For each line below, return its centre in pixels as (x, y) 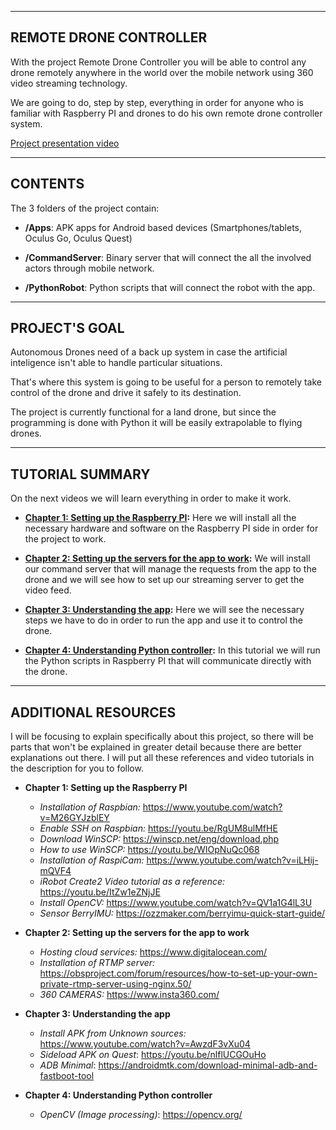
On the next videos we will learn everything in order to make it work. (151, 498)
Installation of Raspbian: (90, 807)
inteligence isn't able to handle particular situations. (116, 363)
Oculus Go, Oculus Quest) (78, 238)
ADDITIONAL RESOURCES (93, 712)
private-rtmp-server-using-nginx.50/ (115, 984)
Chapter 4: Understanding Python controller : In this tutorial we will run (172, 650)
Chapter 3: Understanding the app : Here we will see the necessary (164, 610)
